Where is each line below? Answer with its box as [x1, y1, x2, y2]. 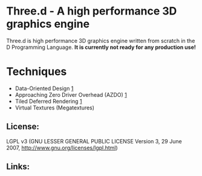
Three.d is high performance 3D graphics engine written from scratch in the [6, 37, 195, 44]
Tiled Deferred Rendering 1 [15, 97, 82, 105]
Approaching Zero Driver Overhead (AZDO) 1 [15, 91, 127, 98]
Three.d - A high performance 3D [6, 4, 177, 18]
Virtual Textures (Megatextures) [15, 104, 95, 111]
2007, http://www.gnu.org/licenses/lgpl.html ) [6, 144, 118, 151]
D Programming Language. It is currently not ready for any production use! [6, 44, 197, 51]
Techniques [6, 65, 67, 79]
